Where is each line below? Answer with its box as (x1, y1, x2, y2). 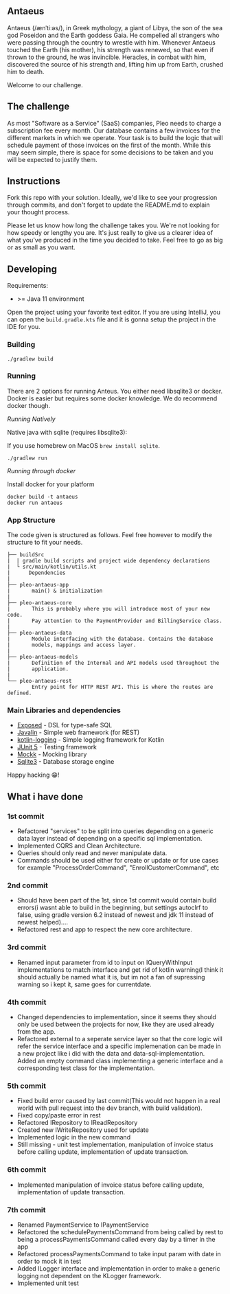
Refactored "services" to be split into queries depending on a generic (16, 827, 214, 835)
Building (7, 340, 36, 350)
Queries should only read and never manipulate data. (16, 849, 168, 857)
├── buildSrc (7, 552, 45, 558)
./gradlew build (7, 355, 54, 363)
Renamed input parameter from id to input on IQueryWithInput (16, 958, 193, 966)
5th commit (7, 1081, 47, 1091)
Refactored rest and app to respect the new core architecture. (16, 925, 192, 933)
